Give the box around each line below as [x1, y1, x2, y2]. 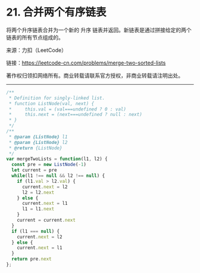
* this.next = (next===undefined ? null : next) [8, 112, 143, 118]
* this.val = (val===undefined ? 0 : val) [8, 106, 127, 112]
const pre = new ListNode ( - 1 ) [11, 162, 86, 168]
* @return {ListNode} [8, 145, 62, 151]
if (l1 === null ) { [11, 228, 60, 234]
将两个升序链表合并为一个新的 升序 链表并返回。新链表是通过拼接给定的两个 [6, 26, 192, 33]
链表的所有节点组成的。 [6, 33, 64, 41]
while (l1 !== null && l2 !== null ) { [11, 173, 105, 179]
